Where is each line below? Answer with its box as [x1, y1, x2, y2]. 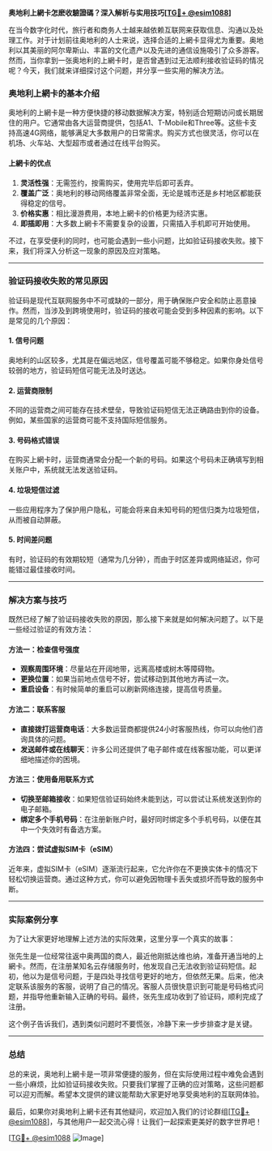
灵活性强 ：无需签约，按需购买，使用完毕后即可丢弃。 [19, 178, 198, 187]
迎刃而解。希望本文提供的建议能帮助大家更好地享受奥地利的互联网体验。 [22, 1089, 264, 1099]
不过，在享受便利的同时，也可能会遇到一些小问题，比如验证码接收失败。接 [8, 235, 257, 246]
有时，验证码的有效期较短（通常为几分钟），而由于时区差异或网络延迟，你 [8, 554, 253, 564]
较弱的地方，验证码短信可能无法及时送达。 [8, 366, 151, 375]
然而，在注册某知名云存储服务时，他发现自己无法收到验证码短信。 [29, 961, 249, 971]
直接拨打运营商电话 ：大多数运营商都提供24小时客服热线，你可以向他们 [19, 724, 257, 734]
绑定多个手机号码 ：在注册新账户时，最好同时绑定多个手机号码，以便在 [19, 814, 255, 824]
